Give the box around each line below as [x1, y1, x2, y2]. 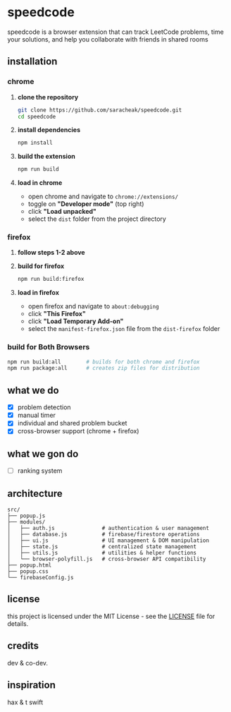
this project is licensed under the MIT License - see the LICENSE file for [7, 612, 216, 620]
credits [7, 640, 39, 652]
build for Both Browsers [7, 342, 90, 352]
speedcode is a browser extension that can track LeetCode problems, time [7, 28, 224, 36]
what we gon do [7, 447, 79, 459]
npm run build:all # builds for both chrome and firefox [7, 358, 200, 366]
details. [7, 619, 29, 628]
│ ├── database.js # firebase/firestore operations [7, 531, 200, 538]
